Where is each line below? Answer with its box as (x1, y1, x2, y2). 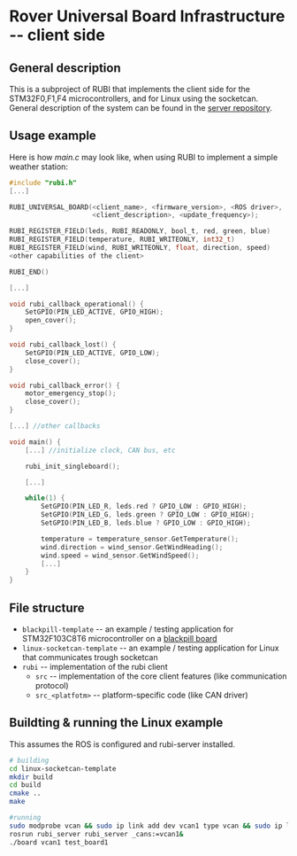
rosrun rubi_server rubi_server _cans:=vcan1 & (9, 829, 184, 838)
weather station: (9, 161, 69, 172)
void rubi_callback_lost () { (9, 340, 117, 349)
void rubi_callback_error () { (9, 381, 121, 390)
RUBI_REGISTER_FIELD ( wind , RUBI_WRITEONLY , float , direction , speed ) (9, 244, 271, 253)
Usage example (9, 128, 97, 144)
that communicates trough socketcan (21, 652, 158, 662)
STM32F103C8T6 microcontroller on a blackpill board (21, 634, 218, 643)
